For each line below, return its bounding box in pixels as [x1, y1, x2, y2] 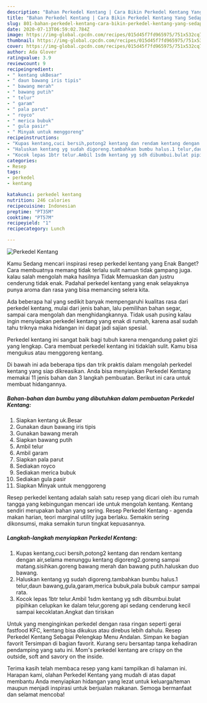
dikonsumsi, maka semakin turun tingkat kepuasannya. [7, 520, 146, 527]
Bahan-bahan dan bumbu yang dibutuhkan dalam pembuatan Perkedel [7, 395, 194, 402]
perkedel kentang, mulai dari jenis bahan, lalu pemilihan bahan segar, [7, 305, 182, 312]
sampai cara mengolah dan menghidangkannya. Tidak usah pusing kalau [7, 311, 192, 318]
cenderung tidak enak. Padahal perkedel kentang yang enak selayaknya [7, 280, 189, 286]
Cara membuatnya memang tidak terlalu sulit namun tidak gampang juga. [7, 267, 192, 273]
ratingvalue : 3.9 [7, 55, 52, 61]
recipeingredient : [7, 66, 54, 73]
